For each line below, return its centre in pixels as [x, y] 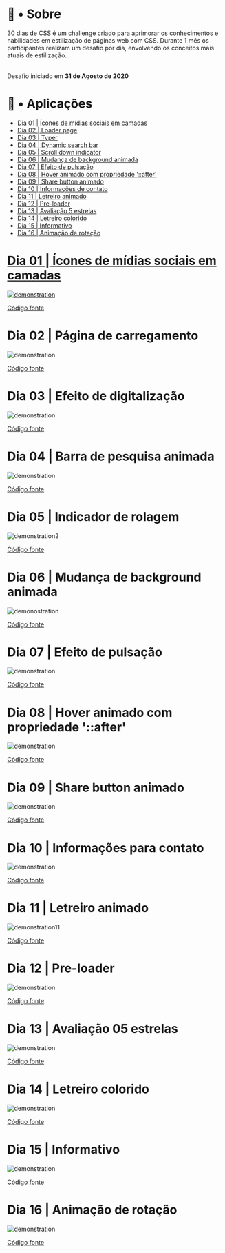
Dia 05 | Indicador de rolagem [93, 516]
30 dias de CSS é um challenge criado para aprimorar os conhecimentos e [113, 33]
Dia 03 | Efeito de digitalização [96, 396]
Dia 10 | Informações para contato [106, 848]
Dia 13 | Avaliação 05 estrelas [93, 1029]
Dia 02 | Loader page [47, 130]
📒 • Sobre [34, 14]
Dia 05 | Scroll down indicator [59, 152]
